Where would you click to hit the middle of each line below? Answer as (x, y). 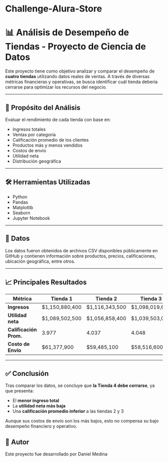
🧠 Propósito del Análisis (43, 107)
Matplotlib (23, 207)
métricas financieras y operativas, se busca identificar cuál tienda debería (81, 82)
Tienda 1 (61, 299)
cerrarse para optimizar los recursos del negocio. (56, 87)
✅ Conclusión (27, 373)
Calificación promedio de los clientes (50, 140)
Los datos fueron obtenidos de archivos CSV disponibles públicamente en (81, 250)
